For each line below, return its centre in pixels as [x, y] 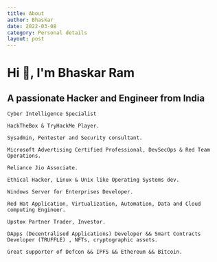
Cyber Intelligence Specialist [52, 114]
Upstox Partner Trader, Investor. [57, 222]
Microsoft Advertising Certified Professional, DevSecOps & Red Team [109, 150]
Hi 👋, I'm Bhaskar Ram [71, 73]
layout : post [26, 39]
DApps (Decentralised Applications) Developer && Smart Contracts [104, 234]
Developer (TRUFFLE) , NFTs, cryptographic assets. [82, 240]
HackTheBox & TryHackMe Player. [53, 126]
